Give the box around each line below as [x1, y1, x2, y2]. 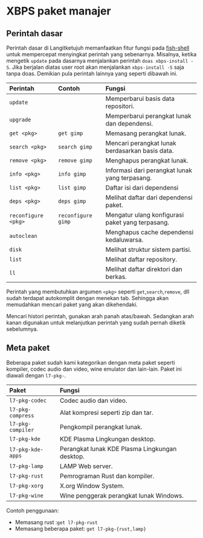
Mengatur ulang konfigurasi [105, 211, 184, 219]
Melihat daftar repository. [105, 255, 178, 263]
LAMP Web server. [59, 462, 113, 470]
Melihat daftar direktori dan [105, 265, 182, 273]
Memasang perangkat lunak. [105, 129, 187, 137]
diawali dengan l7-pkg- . [6, 371, 66, 379]
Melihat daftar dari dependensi [105, 193, 193, 202]
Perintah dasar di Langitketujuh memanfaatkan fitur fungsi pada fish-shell [6, 44, 190, 51]
